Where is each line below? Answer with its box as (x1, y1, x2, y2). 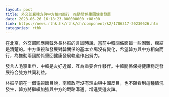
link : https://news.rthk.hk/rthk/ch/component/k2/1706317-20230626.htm (5, 21, 158, 26)
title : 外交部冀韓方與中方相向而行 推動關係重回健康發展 (5, 12, 111, 17)
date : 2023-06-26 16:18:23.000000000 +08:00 (5, 16, 100, 21)
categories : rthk (5, 26, 42, 31)
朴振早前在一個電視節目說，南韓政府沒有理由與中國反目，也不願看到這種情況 (5, 80, 164, 86)
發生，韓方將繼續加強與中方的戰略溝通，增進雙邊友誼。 (5, 86, 120, 92)
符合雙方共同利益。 (9, 69, 49, 75)
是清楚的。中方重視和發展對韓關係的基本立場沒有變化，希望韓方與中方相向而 (5, 46, 164, 52)
